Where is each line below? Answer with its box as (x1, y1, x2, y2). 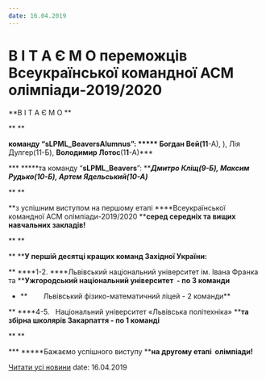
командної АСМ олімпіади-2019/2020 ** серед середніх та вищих (8, 211, 236, 221)
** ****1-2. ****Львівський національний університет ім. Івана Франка (8, 267, 259, 277)
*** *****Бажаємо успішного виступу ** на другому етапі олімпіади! (8, 346, 254, 356)
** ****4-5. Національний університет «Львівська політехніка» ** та (8, 307, 249, 316)
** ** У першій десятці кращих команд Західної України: (8, 251, 208, 261)
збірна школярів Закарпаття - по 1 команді (8, 315, 160, 325)
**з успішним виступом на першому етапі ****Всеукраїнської (8, 203, 226, 212)
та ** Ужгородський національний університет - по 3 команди (8, 275, 231, 285)
